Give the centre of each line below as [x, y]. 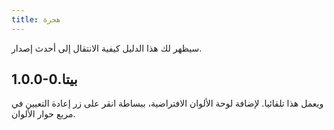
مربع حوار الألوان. [43, 114]
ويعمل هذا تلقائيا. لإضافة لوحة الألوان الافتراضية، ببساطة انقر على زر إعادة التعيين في [167, 103]
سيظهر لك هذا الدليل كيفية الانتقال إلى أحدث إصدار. [107, 48]
